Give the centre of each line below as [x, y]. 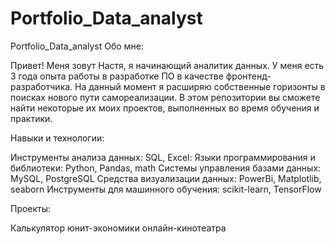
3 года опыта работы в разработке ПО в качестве [117, 76]
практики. [31, 118]
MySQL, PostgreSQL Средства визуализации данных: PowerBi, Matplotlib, [166, 178]
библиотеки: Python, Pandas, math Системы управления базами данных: [166, 168]
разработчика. [41, 86]
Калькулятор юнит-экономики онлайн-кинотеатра [118, 228]
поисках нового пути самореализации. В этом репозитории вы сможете [165, 97]
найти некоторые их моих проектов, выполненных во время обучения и [165, 108]
